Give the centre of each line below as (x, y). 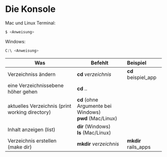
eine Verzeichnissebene (36, 85)
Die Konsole (30, 9)
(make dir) (20, 147)
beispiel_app (142, 77)
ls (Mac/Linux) (94, 133)
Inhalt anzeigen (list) (32, 129)
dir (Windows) (94, 126)
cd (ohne (87, 99)
